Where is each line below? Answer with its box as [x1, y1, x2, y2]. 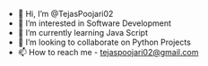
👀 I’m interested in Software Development [17, 18, 172, 29]
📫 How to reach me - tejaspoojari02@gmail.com [17, 47, 199, 57]
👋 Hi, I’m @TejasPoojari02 [17, 9, 114, 19]
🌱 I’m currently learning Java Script [17, 28, 148, 37]
